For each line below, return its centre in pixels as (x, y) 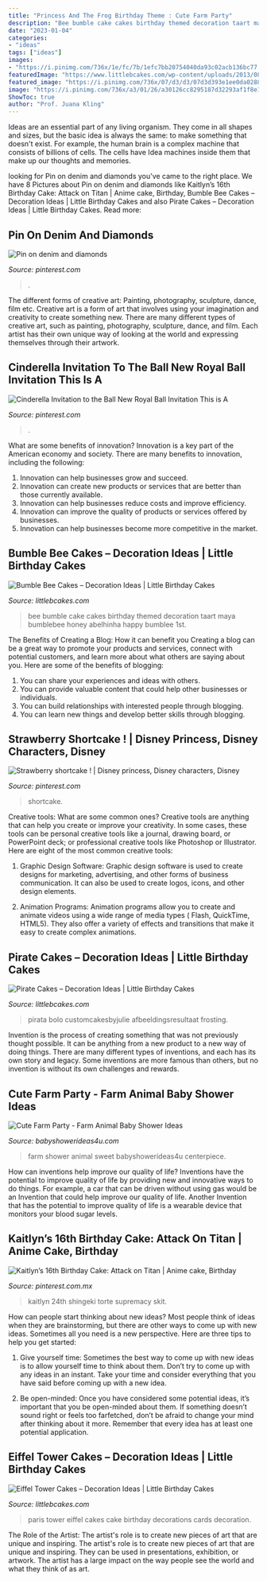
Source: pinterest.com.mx (50, 1286)
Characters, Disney (57, 751)
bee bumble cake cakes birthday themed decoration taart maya (132, 616)
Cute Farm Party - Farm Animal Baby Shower (121, 1094)
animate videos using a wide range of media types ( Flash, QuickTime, (135, 915)
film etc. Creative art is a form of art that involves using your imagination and (133, 309)
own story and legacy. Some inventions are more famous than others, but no (133, 1060)
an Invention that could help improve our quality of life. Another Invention (128, 1197)
